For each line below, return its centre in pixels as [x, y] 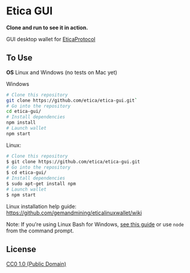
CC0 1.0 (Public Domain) [36, 263]
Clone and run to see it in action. [47, 27]
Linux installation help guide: [41, 206]
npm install [21, 123]
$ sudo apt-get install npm [41, 184]
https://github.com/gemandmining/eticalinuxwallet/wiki [74, 213]
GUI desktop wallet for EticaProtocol [51, 39]
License [21, 249]
